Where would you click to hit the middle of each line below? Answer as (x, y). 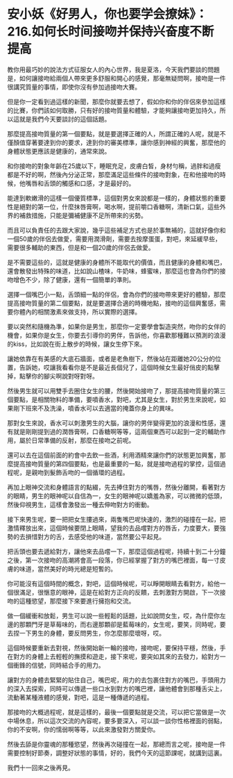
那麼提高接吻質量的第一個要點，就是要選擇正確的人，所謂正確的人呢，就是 (113, 133)
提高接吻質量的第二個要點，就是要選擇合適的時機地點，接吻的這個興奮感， (113, 303)
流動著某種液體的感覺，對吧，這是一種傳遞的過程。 (80, 697)
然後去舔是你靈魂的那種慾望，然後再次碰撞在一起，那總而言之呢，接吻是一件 (116, 744)
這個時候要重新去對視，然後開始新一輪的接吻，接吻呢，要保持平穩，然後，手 (116, 647)
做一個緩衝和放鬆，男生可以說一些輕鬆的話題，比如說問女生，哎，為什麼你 (113, 615)
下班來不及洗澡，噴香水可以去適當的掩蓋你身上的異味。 (98, 408)
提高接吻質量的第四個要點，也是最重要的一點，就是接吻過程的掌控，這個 (116, 463)
